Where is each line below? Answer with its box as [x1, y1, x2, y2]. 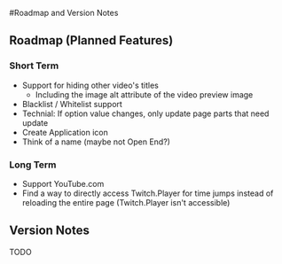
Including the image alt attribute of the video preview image [35, 89, 254, 100]
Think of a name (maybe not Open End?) [21, 136, 171, 147]
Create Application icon [21, 127, 108, 137]
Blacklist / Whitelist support [21, 98, 122, 109]
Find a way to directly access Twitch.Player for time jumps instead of [21, 188, 274, 198]
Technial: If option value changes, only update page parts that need [21, 108, 270, 119]
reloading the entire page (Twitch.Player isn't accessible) [21, 197, 231, 207]
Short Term [9, 59, 59, 72]
